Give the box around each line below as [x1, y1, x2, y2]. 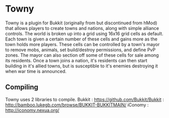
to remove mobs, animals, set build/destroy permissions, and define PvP [5, 47, 156, 53]
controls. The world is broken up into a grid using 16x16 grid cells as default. [5, 30, 163, 36]
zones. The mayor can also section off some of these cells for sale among [5, 52, 159, 58]
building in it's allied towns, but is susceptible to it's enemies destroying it [5, 63, 158, 69]
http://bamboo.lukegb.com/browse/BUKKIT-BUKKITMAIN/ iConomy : [5, 102, 149, 108]
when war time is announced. [5, 68, 67, 74]
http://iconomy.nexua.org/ [5, 107, 60, 113]
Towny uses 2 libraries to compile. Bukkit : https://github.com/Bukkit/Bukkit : [5, 96, 164, 102]
